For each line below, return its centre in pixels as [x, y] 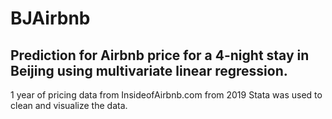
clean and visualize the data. [69, 105]
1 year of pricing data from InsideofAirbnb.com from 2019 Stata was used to [166, 95]
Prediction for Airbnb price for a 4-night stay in [160, 55]
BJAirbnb [50, 18]
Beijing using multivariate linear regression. [149, 70]
